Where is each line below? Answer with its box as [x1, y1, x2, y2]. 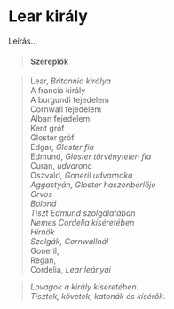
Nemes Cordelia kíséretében [29, 218, 135, 228]
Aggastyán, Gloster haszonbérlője [29, 179, 156, 190]
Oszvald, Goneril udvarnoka [29, 170, 133, 181]
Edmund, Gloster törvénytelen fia [29, 151, 152, 162]
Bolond [29, 198, 57, 210]
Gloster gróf [29, 132, 75, 143]
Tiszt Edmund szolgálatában [29, 208, 136, 218]
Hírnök [29, 226, 55, 237]
